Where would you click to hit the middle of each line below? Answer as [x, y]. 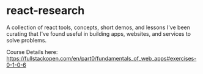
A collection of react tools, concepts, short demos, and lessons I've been [98, 27]
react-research [46, 11]
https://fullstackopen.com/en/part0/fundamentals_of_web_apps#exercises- [102, 58]
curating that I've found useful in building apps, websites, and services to [99, 33]
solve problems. [27, 40]
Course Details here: [32, 52]
